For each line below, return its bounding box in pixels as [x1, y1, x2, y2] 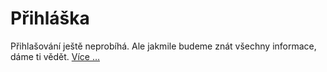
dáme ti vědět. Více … [10, 50, 100, 62]
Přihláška [10, 7, 90, 30]
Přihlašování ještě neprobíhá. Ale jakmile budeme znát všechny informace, [10, 40, 317, 52]
